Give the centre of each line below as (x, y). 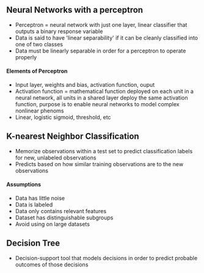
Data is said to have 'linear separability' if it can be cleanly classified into (107, 38)
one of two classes (39, 44)
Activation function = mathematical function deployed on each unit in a (104, 92)
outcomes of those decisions (52, 264)
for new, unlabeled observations (56, 158)
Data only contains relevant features (61, 211)
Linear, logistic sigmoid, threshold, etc (63, 117)
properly (26, 57)
